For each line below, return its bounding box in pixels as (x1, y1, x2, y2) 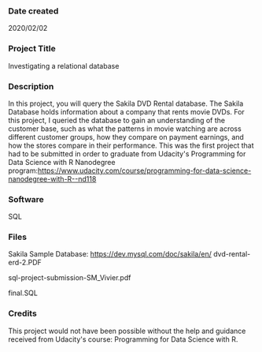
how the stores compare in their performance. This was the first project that (8, 140, 254, 150)
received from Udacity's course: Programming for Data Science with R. (8, 334, 238, 344)
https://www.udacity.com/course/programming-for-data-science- (38, 166, 252, 175)
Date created (8, 6, 59, 17)
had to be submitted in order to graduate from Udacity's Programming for (8, 148, 246, 159)
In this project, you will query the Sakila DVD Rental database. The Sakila (8, 99, 244, 108)
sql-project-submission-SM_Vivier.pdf (8, 273, 131, 283)
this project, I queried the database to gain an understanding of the (8, 115, 226, 125)
